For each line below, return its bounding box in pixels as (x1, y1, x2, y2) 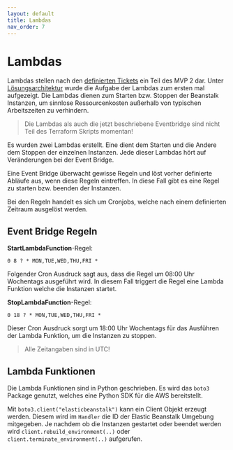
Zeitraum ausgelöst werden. (7, 205, 88, 213)
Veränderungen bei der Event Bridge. (7, 155, 114, 164)
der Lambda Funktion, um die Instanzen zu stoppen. (7, 332, 157, 340)
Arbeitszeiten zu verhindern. (7, 106, 89, 115)
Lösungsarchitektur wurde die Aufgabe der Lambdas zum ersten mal (7, 84, 205, 92)
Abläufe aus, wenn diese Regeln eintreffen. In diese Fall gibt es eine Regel (7, 176, 220, 185)
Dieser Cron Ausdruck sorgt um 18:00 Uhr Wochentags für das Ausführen (7, 324, 220, 332)
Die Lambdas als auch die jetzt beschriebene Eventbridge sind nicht (24, 120, 220, 128)
